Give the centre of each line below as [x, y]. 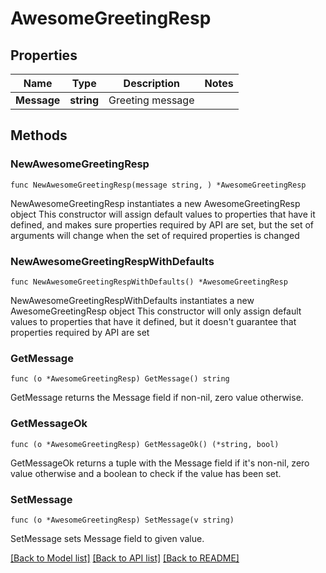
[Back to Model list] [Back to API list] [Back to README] [125, 558]
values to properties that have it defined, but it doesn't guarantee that [153, 321]
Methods [39, 135]
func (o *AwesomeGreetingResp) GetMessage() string [120, 379]
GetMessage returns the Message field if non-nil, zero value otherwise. [157, 398]
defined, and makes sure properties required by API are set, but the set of [162, 224]
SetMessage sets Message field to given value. [107, 538]
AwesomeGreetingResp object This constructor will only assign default [156, 311]
